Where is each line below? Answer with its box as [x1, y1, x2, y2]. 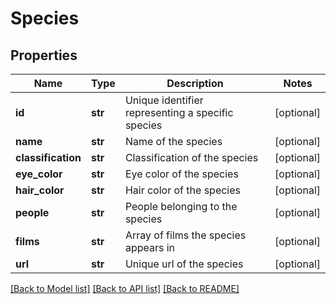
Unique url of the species [124, 257, 244, 271]
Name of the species [124, 135, 223, 148]
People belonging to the [124, 200, 238, 213]
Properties [10, 47, 78, 64]
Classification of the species [124, 151, 259, 164]
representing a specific [124, 106, 234, 119]
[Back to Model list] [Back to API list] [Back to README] [10, 283, 240, 294]
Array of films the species [124, 228, 247, 242]
